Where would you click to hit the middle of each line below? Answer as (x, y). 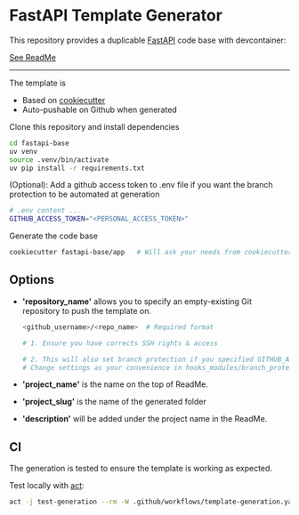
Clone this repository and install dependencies (94, 126)
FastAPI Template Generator (116, 16)
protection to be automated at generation (85, 194)
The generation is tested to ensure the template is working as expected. (141, 469)
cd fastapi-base (39, 143)
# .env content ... (45, 211)
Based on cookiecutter (64, 100)
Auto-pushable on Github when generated (100, 109)
